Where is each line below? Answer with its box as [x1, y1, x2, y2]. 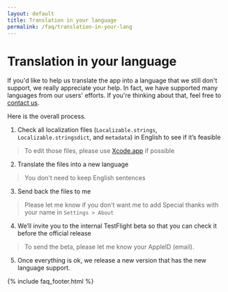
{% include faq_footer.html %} [7, 277, 94, 286]
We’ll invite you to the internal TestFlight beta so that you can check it [17, 221, 218, 231]
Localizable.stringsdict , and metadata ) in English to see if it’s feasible [17, 133, 221, 142]
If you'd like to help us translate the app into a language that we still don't [7, 76, 218, 85]
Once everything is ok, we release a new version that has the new [17, 256, 207, 265]
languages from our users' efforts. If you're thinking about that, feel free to [7, 92, 222, 100]
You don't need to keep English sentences [24, 174, 146, 182]
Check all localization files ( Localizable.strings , [17, 126, 158, 134]
